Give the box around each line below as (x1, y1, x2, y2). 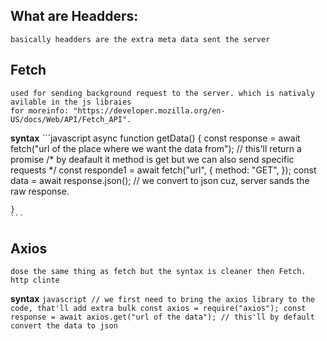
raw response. (10, 185, 70, 197)
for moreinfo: (10, 105, 70, 116)
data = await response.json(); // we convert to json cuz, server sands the (10, 174, 310, 186)
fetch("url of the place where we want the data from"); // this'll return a (10, 142, 302, 154)
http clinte (10, 275, 60, 286)
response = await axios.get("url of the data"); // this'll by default (10, 312, 315, 323)
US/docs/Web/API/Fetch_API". (10, 114, 132, 124)
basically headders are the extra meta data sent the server (10, 34, 271, 44)
